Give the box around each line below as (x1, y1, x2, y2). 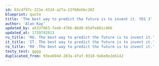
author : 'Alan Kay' (5, 21, 46, 26)
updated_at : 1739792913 (5, 30, 55, 35)
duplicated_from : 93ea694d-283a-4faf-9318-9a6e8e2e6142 (5, 53, 124, 59)
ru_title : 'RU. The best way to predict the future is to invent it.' (5, 35, 155, 40)
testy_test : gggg (5, 49, 41, 54)
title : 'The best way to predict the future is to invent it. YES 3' (5, 16, 153, 21)
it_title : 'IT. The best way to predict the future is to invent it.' (5, 40, 155, 45)
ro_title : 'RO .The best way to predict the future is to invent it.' (5, 44, 155, 49)
